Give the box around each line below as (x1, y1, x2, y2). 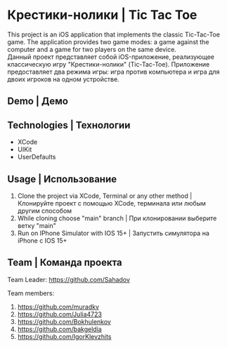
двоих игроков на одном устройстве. (7, 74, 119, 83)
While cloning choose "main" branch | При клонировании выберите (17, 214, 217, 222)
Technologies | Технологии (7, 119, 131, 131)
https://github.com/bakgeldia (17, 325, 102, 333)
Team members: (7, 288, 55, 297)
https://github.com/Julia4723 (17, 309, 102, 319)
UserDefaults (17, 153, 56, 161)
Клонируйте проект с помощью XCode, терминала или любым (17, 199, 206, 207)
